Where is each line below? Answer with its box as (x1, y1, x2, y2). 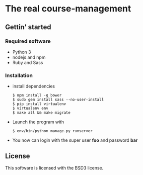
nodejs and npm (12, 54, 46, 60)
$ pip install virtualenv (12, 101, 66, 107)
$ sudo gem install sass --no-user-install (12, 97, 104, 102)
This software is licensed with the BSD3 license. (5, 165, 103, 171)
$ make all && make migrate (12, 110, 71, 115)
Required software (5, 38, 51, 45)
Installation (5, 72, 33, 79)
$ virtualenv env (12, 106, 49, 111)
